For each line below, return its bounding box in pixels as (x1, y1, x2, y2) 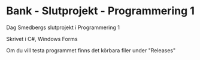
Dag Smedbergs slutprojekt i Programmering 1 (6, 24, 120, 31)
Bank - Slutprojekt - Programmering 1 (6, 4, 195, 18)
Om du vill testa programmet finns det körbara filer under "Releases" (6, 46, 175, 54)
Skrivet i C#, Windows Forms (6, 35, 78, 42)
